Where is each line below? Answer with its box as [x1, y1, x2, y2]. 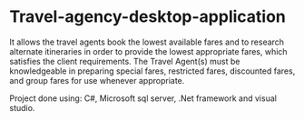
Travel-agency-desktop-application [9, 6, 286, 27]
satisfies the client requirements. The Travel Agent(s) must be [9, 55, 240, 66]
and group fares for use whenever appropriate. [9, 75, 185, 86]
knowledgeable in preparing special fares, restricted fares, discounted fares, [9, 66, 296, 76]
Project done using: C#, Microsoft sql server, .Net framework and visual [9, 93, 277, 104]
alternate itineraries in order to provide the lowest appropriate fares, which [9, 45, 288, 56]
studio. [9, 102, 35, 113]
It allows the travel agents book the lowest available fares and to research [9, 36, 284, 47]
